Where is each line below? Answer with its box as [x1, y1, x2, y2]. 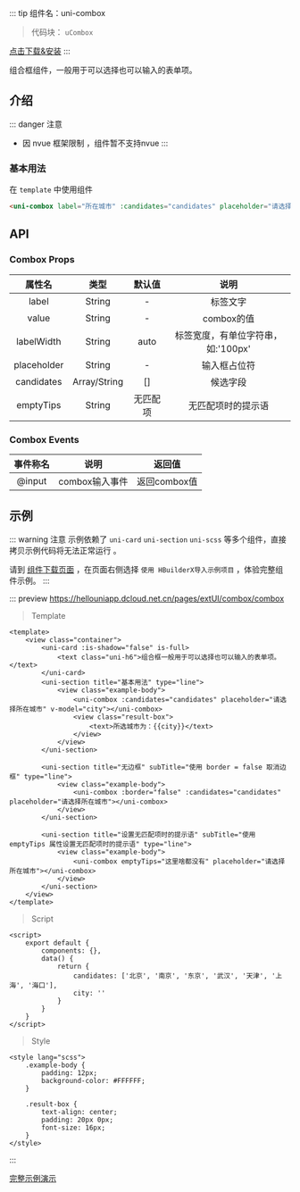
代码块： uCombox [30, 27, 94, 38]
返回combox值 [137, 475, 198, 488]
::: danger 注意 [9, 119, 62, 129]
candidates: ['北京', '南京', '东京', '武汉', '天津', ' [72, 971, 276, 980]
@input [16, 474, 47, 487]
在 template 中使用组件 [9, 184, 94, 195]
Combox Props [9, 254, 75, 266]
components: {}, [41, 946, 102, 955]
